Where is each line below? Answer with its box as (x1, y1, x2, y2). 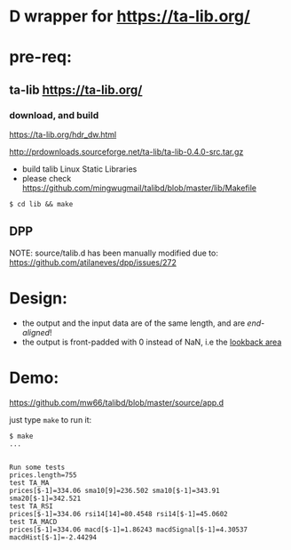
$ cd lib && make (9, 200, 74, 209)
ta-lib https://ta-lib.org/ (9, 82, 143, 97)
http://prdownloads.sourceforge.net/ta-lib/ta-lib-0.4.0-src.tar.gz (9, 147, 244, 158)
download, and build (9, 109, 99, 121)
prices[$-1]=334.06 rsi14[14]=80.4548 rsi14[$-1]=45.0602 (9, 509, 228, 518)
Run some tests (9, 463, 66, 472)
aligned (21, 327, 51, 337)
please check (21, 174, 72, 184)
